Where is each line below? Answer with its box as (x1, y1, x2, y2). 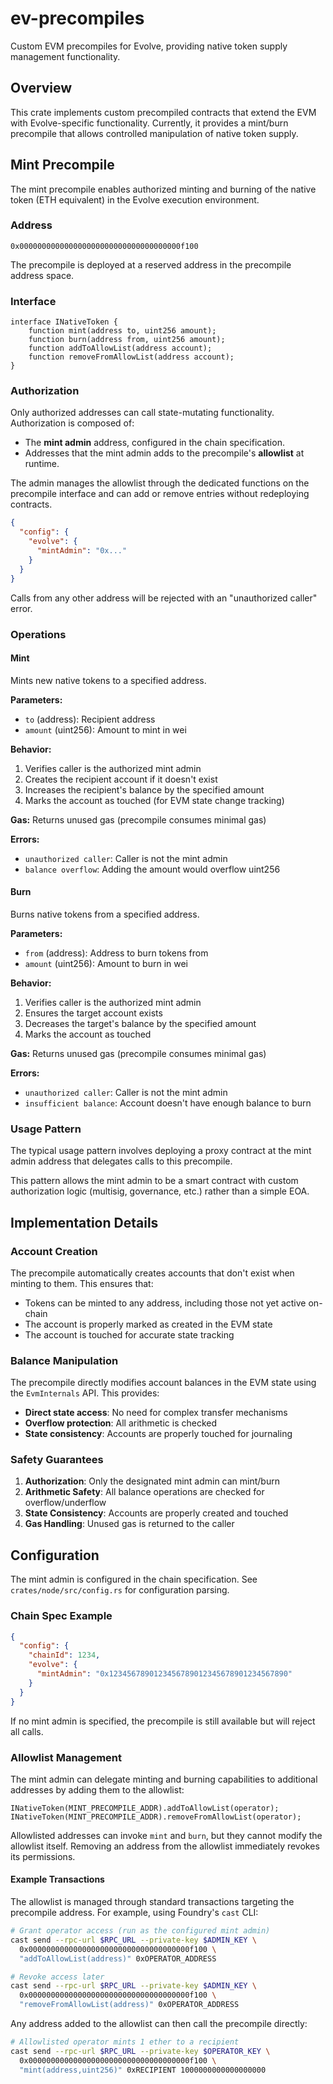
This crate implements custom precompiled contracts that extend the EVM (10, 106, 317, 118)
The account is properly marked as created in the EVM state (24, 1318, 273, 1330)
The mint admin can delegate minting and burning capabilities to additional (10, 1773, 318, 1785)
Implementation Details (10, 1214, 159, 1231)
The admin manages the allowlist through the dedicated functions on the (10, 477, 310, 489)
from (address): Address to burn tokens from (24, 947, 209, 959)
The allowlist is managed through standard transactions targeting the (10, 1896, 295, 1908)
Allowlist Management (10, 1750, 123, 1764)
